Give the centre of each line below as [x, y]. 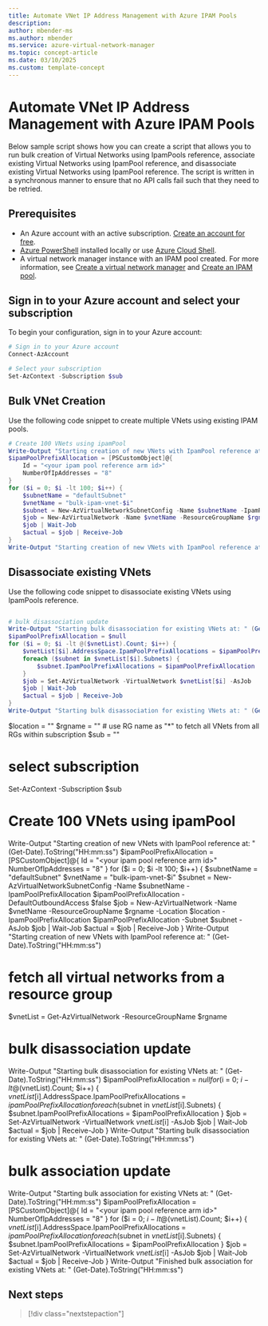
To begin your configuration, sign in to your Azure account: [105, 332]
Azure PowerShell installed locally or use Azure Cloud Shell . [118, 250]
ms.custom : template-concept [57, 68]
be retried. [26, 189]
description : [30, 23]
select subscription [74, 767]
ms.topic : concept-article [53, 53]
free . [28, 241]
